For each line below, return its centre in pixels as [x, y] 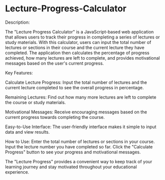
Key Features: [19, 72]
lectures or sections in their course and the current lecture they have [75, 47]
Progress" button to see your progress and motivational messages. [73, 152]
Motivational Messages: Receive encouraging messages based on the [76, 112]
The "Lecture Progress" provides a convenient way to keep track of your [79, 161]
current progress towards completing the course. [55, 117]
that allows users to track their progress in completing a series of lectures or [82, 37]
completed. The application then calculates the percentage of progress [77, 53]
